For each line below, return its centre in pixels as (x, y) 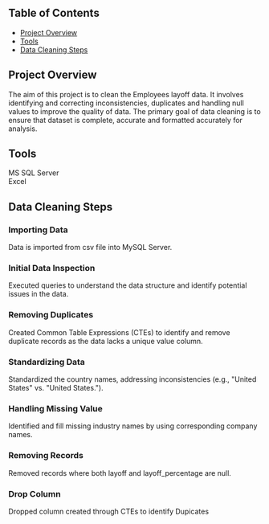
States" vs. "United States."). (56, 388)
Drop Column (35, 493)
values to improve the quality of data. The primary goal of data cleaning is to (134, 111)
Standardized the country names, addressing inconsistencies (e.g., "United (132, 379)
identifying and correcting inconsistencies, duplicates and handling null (126, 103)
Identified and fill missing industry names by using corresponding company (133, 426)
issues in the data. (39, 294)
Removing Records (46, 456)
